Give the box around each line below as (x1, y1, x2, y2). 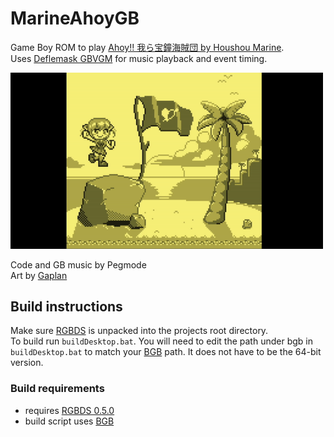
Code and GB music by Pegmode (10, 258, 147, 271)
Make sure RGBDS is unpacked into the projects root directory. (10, 325, 269, 337)
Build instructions (10, 298, 123, 315)
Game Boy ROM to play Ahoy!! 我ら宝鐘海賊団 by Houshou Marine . (10, 41, 285, 53)
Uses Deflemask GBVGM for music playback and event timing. (10, 52, 268, 64)
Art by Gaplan (10, 269, 68, 281)
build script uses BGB (24, 415, 115, 427)
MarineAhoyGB (10, 7, 140, 30)
